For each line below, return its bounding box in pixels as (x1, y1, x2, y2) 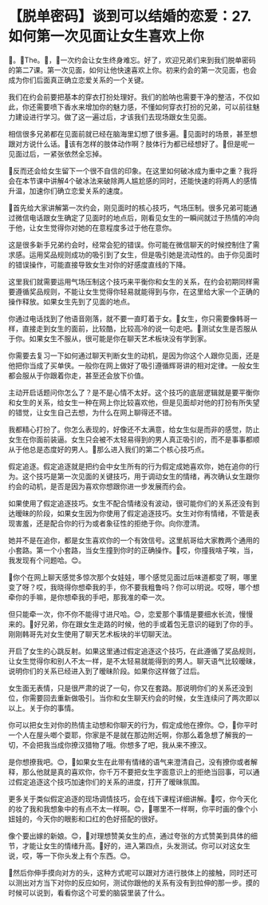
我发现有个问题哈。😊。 (8, 555, 86, 565)
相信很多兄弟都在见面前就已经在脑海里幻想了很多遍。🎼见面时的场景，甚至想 (8, 129, 258, 138)
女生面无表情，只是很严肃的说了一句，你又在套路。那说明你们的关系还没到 (8, 683, 253, 693)
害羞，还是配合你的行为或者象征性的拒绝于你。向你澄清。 (14, 518, 204, 528)
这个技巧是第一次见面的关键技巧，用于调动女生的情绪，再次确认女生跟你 (22, 471, 260, 481)
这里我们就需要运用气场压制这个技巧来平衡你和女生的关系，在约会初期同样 (8, 276, 253, 286)
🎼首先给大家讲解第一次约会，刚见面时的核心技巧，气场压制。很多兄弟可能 (8, 203, 251, 212)
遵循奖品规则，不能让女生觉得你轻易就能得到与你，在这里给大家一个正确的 (14, 287, 260, 296)
